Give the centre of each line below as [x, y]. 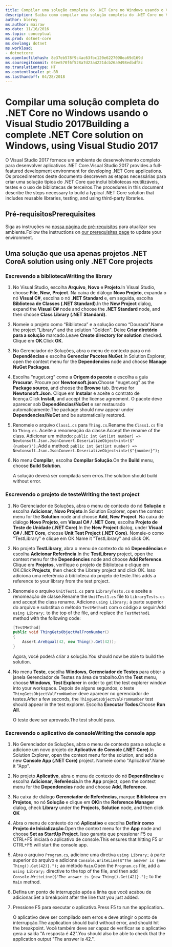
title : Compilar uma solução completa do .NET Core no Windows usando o [84, 10]
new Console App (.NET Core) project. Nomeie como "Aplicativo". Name [89, 761]
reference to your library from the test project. [61, 581]
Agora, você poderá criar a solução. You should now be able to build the [88, 656]
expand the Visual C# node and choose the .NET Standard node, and [86, 309]
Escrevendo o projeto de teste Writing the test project [72, 494]
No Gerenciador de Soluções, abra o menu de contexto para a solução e [89, 744]
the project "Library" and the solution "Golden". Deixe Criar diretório [85, 330]
